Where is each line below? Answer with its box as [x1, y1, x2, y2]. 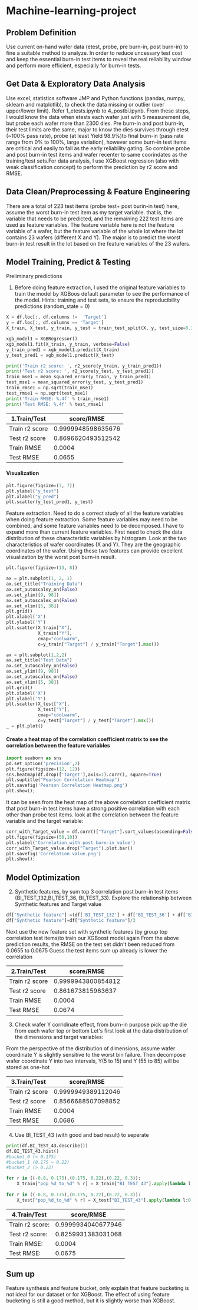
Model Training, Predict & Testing [6, 257, 131, 267]
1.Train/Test [11, 414, 46, 422]
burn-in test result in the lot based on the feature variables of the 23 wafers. [6, 240, 191, 247]
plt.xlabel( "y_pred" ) [6, 494, 60, 499]
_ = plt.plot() [6, 723, 44, 729]
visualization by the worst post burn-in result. [6, 554, 117, 561]
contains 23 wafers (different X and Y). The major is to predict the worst [6, 234, 181, 241]
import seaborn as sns [6, 755, 62, 761]
